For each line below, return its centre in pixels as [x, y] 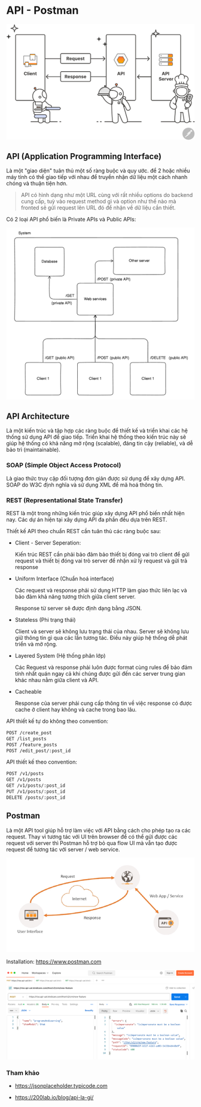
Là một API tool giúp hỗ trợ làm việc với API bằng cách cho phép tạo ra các [99, 830]
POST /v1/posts [25, 773]
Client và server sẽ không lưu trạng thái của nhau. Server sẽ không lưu [102, 631]
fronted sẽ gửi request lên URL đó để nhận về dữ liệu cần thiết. [98, 208]
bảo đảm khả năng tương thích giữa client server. [75, 597]
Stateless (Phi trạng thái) [45, 619]
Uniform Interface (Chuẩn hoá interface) [65, 579]
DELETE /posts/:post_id [36, 797]
